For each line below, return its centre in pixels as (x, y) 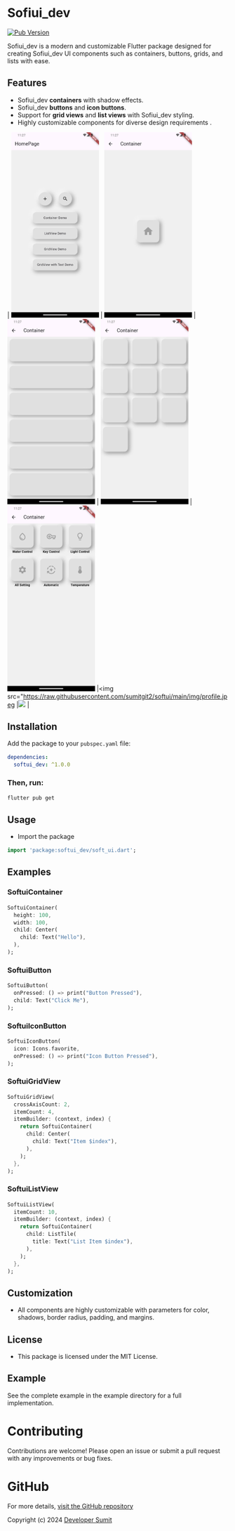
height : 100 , (33, 915)
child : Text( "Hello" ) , (53, 937)
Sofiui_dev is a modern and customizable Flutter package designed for (109, 46)
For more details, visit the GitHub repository (70, 1506)
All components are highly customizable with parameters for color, (113, 1310)
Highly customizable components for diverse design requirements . (114, 122)
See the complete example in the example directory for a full (95, 1395)
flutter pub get (31, 798)
